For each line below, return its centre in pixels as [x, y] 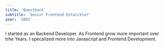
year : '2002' [19, 19]
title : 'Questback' [26, 10]
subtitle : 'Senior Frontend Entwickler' [48, 15]
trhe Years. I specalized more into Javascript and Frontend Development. [81, 39]
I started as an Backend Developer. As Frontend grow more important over [82, 34]
